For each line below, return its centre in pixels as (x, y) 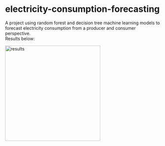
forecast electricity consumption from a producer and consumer (70, 28)
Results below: (20, 39)
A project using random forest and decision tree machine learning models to (83, 23)
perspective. (18, 33)
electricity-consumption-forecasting (82, 9)
